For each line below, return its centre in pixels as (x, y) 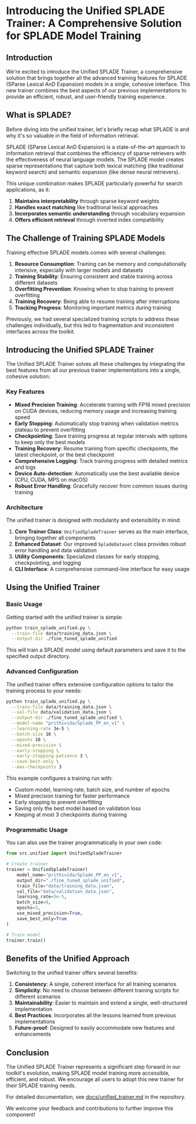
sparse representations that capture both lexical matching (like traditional (95, 165)
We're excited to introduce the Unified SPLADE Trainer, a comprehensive (94, 71)
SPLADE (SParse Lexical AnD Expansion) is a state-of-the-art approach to (96, 147)
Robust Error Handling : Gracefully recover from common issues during (101, 486)
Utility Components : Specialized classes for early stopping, (87, 556)
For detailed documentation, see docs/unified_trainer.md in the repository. (96, 1097)
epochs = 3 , (29, 908)
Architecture (25, 507)
